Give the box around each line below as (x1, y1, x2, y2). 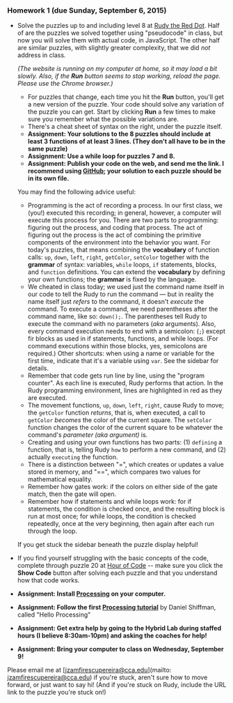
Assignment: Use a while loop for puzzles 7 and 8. (27, 152, 175, 160)
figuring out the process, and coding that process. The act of (27, 224, 203, 232)
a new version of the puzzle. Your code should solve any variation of (27, 100, 225, 109)
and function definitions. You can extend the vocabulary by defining (27, 268, 225, 277)
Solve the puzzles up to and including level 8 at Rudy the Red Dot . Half (17, 22, 220, 30)
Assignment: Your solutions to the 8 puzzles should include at (27, 130, 211, 138)
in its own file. (27, 174, 70, 183)
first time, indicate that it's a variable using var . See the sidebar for (27, 357, 219, 365)
